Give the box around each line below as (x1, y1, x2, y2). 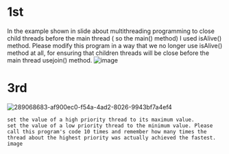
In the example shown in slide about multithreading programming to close (7, 27, 215, 35)
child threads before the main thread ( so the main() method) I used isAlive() (7, 34, 221, 42)
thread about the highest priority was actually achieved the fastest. (7, 134, 216, 141)
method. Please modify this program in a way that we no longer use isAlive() (7, 41, 223, 49)
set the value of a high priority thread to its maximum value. (7, 116, 195, 123)
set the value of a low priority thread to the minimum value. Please (7, 122, 213, 129)
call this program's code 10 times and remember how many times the (7, 128, 207, 135)
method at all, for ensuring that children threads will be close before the (7, 49, 210, 57)
